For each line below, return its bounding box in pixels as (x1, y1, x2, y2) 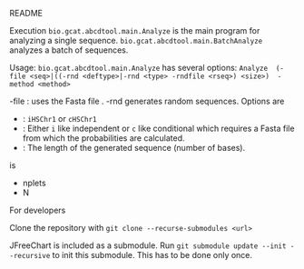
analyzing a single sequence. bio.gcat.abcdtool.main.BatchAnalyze (9, 35, 263, 45)
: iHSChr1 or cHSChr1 (22, 114, 97, 124)
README (9, 8, 44, 18)
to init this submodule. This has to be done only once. (52, 250, 252, 260)
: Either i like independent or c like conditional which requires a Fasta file (22, 123, 295, 134)
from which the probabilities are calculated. (22, 133, 185, 144)
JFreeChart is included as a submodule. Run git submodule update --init (9, 240, 287, 251)
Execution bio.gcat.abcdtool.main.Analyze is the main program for (9, 25, 260, 35)
